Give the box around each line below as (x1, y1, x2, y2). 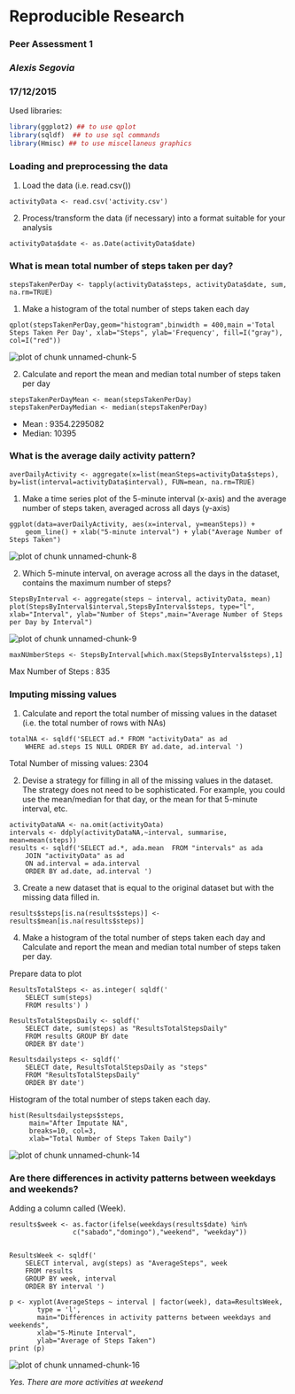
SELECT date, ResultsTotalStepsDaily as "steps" (25, 1063, 208, 1073)
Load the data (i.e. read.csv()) (21, 180, 131, 191)
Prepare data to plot (9, 968, 82, 980)
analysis (21, 222, 53, 233)
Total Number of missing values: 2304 (9, 758, 149, 769)
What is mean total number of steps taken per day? (9, 259, 234, 272)
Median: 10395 (21, 428, 77, 438)
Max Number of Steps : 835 (9, 666, 111, 677)
